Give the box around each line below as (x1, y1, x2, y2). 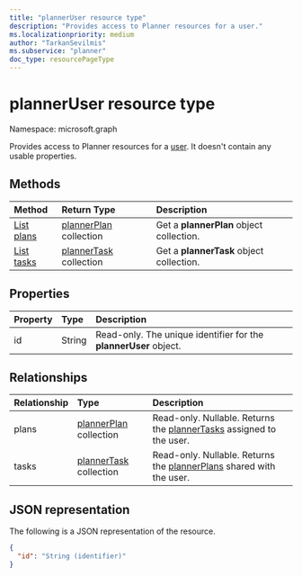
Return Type (61, 203, 116, 216)
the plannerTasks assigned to (152, 423, 277, 436)
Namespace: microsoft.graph (9, 123, 118, 134)
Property (13, 312, 53, 325)
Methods (9, 176, 61, 192)
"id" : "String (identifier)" (17, 552, 127, 561)
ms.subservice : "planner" (9, 47, 106, 56)
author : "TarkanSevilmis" (9, 38, 106, 48)
